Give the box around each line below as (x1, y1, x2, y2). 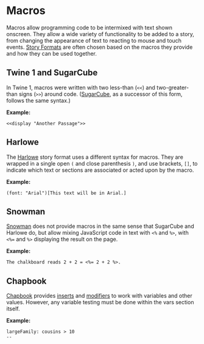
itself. (6, 305, 20, 312)
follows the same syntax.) (6, 97, 71, 104)
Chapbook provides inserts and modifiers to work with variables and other (6, 292, 193, 299)
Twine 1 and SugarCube (6, 68, 98, 78)
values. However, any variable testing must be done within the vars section (6, 299, 194, 306)
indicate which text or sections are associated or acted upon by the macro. (6, 166, 194, 174)
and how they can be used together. (6, 49, 97, 57)
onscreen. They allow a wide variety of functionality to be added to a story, (6, 30, 195, 37)
